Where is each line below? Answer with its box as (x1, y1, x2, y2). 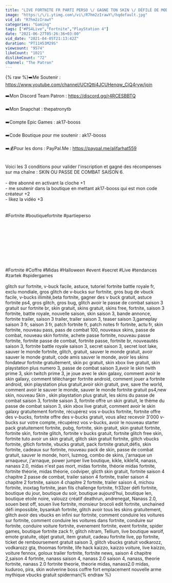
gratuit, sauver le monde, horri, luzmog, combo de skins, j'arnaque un (5, 452, 153, 459)
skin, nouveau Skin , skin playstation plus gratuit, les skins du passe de (5, 392, 155, 399)
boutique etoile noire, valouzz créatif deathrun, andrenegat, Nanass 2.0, (5, 495, 157, 502)
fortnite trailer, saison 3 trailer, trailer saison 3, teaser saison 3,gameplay (5, 316, 158, 322)
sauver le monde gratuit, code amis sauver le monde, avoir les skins (5, 354, 148, 360)
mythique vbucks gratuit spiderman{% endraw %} (5, 572, 112, 578)
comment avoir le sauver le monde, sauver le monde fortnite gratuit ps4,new (5, 387, 166, 393)
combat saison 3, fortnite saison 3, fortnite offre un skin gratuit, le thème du (5, 398, 165, 404)
